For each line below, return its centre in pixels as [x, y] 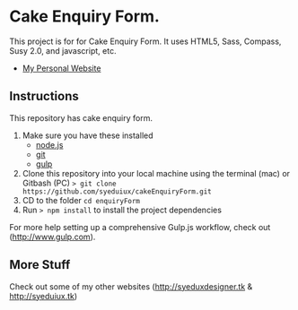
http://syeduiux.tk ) [44, 296]
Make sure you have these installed [88, 135]
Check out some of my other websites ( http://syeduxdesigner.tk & [131, 286]
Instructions [44, 96]
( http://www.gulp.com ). [53, 237]
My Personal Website [61, 68]
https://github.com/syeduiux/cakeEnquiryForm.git [117, 191]
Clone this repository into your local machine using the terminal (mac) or [156, 173]
